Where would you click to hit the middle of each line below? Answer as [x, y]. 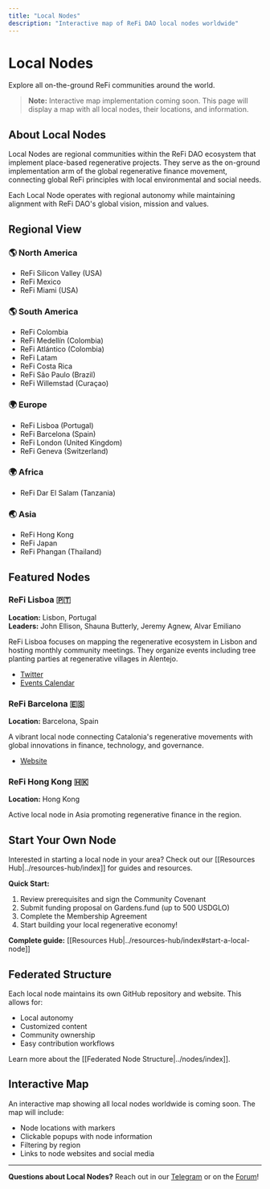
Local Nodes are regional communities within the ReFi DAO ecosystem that [132, 154]
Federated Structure [60, 974]
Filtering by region [50, 1145]
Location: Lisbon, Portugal [53, 617]
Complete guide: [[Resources [58, 940]
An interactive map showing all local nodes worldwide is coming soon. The [132, 1104]
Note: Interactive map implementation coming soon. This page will [138, 101]
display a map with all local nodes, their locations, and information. [138, 109]
